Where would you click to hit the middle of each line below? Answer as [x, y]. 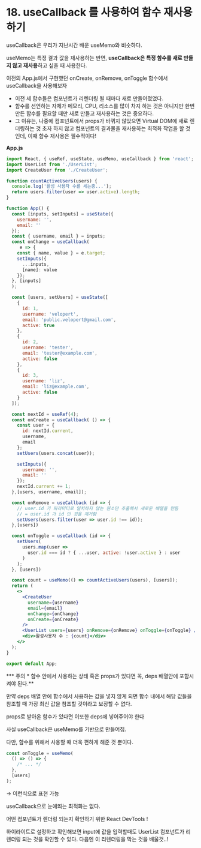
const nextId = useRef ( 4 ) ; [45, 414]
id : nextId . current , [48, 431]
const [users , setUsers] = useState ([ [60, 298]
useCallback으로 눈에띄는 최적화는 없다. [53, 806]
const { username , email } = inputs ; [59, 236]
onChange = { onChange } [53, 614]
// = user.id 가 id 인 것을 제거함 [57, 514]
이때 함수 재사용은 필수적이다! [62, 136]
